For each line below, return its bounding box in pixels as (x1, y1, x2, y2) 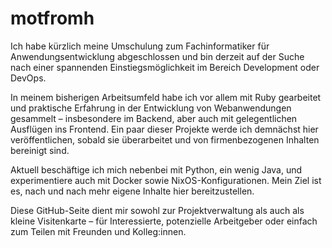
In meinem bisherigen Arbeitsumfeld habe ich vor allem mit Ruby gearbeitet (10, 91, 322, 103)
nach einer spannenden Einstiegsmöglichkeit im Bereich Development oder (10, 61, 320, 73)
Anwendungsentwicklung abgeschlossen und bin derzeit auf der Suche (10, 50, 305, 62)
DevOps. (10, 72, 47, 84)
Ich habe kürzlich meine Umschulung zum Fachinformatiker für (10, 40, 270, 52)
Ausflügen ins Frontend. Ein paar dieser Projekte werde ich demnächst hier (10, 123, 319, 135)
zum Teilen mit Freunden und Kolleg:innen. (10, 225, 187, 237)
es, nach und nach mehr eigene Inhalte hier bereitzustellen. (10, 185, 255, 197)
